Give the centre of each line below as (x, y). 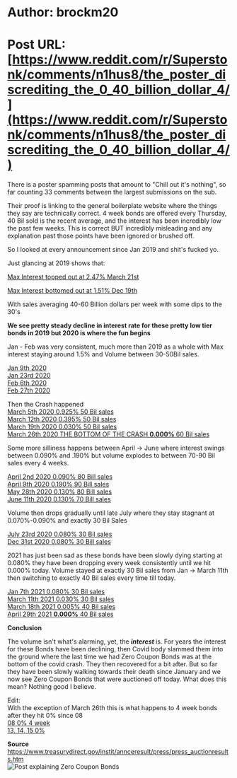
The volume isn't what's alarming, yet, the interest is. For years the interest (117, 641)
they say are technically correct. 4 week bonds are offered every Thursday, (117, 214)
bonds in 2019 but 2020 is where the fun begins (79, 333)
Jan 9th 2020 (27, 368)
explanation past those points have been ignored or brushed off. (101, 236)
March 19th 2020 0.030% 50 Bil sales (62, 427)
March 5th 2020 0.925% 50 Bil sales (61, 412)
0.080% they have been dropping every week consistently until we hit (109, 563)
